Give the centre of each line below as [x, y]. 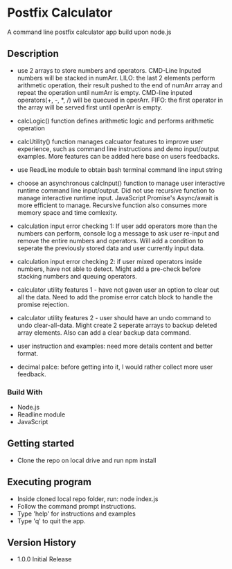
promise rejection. [43, 304]
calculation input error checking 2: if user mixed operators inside [109, 261]
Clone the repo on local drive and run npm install [87, 460]
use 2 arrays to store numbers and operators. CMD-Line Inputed [109, 70]
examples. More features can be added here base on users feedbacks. [118, 156]
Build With [25, 392]
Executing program [50, 482]
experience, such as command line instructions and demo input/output [118, 149]
